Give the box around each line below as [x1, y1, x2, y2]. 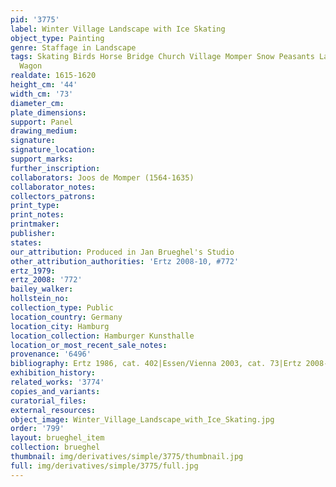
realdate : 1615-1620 [10, 71, 97, 81]
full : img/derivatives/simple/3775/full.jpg [10, 461, 199, 471]
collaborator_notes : [10, 182, 97, 192]
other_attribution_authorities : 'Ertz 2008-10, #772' [10, 256, 240, 266]
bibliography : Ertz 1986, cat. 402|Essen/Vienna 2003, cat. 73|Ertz [10, 359, 302, 369]
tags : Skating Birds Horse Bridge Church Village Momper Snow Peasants [10, 52, 315, 62]
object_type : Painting [10, 33, 105, 43]
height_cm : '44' [10, 80, 78, 90]
